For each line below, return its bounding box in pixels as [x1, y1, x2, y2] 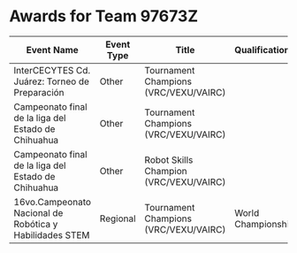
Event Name [26, 43, 80, 56]
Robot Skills [144, 153, 194, 165]
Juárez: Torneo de [13, 75, 90, 88]
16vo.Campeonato [13, 195, 91, 208]
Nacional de [13, 206, 64, 218]
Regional [99, 212, 136, 225]
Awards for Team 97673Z [9, 6, 199, 27]
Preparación [13, 86, 65, 98]
